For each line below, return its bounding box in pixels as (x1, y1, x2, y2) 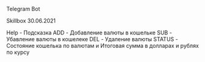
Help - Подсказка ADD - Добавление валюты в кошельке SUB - (6, 29, 173, 36)
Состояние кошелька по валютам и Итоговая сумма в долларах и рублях (6, 42, 199, 49)
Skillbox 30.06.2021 (6, 17, 56, 24)
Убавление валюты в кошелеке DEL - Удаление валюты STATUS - (6, 36, 179, 42)
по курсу (6, 48, 30, 56)
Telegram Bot (6, 6, 40, 12)
